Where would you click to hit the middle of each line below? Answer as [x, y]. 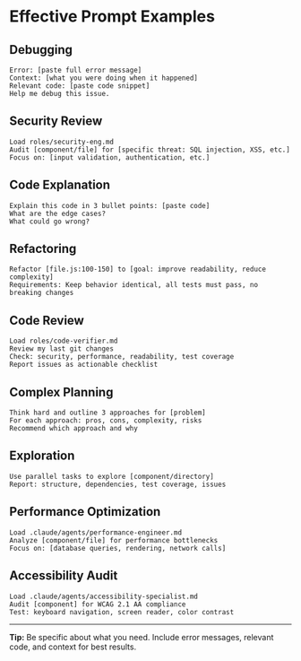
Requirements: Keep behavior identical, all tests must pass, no [133, 285]
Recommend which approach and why [74, 429]
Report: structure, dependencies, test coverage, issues [118, 484]
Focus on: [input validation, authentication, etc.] [110, 157]
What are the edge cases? [57, 213]
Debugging [41, 50]
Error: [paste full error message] [76, 70]
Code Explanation [60, 185]
